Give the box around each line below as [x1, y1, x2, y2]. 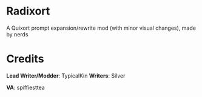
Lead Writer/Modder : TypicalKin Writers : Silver [6, 72, 126, 79]
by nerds [6, 30, 29, 38]
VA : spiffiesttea [6, 84, 45, 91]
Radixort [6, 4, 50, 18]
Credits [6, 52, 44, 66]
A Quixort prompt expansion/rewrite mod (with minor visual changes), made [6, 24, 196, 32]
